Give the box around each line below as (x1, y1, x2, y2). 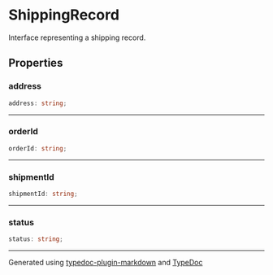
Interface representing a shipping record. (8, 33, 146, 42)
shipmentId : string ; (8, 190, 79, 198)
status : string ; (8, 235, 63, 243)
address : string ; (8, 99, 67, 107)
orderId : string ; (8, 144, 67, 152)
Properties (8, 56, 63, 70)
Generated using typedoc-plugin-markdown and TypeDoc (8, 258, 203, 268)
